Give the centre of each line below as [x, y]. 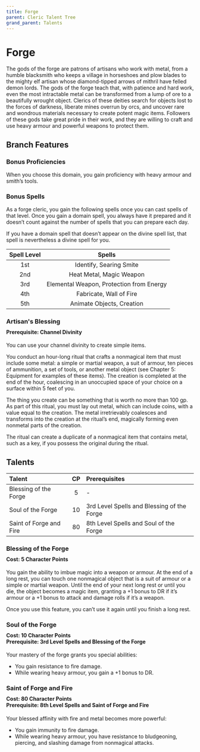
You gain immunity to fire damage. [57, 730]
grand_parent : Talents [34, 23]
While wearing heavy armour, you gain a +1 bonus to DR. [84, 673]
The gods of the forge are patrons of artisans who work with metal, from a [97, 69]
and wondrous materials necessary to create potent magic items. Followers [98, 113]
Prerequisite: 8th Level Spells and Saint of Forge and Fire [78, 705]
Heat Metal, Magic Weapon [107, 275]
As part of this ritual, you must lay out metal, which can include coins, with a [99, 406]
